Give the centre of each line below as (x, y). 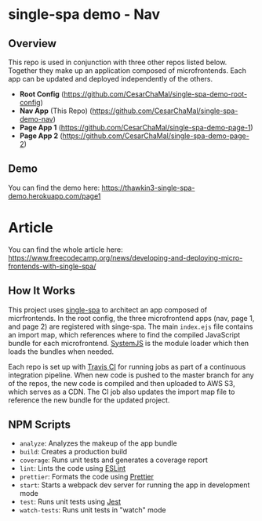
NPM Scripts (40, 424)
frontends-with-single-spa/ (52, 266)
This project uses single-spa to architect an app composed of (108, 310)
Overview (33, 44)
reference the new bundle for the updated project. (89, 400)
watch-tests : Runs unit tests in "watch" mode (93, 510)
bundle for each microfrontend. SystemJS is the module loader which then (129, 343)
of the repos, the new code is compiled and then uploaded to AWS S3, (122, 383)
